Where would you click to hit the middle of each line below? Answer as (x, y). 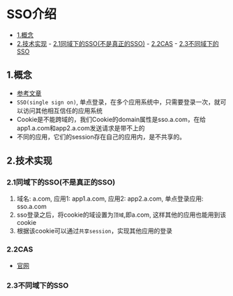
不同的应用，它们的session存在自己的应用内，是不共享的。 (101, 137)
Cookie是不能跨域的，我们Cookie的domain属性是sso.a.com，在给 (111, 119)
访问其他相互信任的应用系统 (62, 110)
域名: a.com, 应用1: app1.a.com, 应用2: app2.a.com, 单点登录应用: (110, 198)
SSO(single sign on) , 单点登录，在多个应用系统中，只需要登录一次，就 (118, 102)
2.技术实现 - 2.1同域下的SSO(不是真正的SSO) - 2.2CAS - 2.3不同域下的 (118, 43)
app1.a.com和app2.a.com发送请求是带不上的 (81, 128)
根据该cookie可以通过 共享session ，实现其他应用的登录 (94, 231)
